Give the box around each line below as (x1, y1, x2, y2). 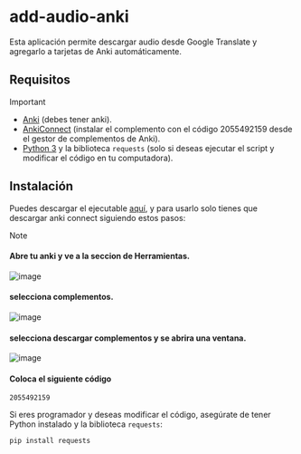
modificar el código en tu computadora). (22, 152, 174, 163)
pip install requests (9, 437, 91, 446)
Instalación (9, 179, 74, 194)
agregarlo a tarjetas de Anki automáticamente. (9, 45, 183, 56)
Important (9, 96, 46, 107)
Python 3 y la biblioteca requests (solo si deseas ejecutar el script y (22, 142, 275, 153)
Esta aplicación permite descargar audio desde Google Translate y (9, 36, 258, 47)
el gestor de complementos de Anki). (22, 133, 161, 144)
